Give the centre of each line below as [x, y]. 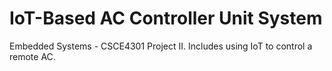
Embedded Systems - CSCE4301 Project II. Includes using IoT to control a [161, 46]
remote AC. [32, 56]
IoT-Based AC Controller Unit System [166, 18]
